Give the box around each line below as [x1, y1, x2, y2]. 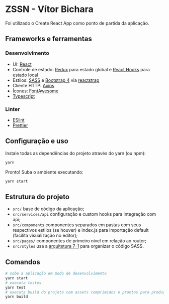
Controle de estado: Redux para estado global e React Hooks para [12, 66, 150, 72]
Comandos [5, 257, 40, 266]
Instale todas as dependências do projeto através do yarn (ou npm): [5, 150, 146, 156]
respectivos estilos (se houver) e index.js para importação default [12, 227, 149, 233]
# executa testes [5, 280, 42, 285]
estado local [12, 72, 38, 78]
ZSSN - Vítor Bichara [5, 4, 94, 15]
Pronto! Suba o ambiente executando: [5, 169, 84, 175]
